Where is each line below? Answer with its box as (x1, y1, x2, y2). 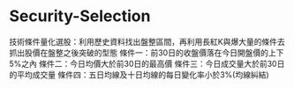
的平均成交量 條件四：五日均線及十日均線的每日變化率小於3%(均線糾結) (9, 69, 269, 80)
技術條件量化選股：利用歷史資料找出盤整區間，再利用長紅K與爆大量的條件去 (9, 36, 285, 47)
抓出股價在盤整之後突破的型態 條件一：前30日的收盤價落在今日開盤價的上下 (9, 47, 284, 58)
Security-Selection (9, 6, 151, 26)
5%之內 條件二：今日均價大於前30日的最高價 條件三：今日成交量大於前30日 (9, 58, 285, 69)
